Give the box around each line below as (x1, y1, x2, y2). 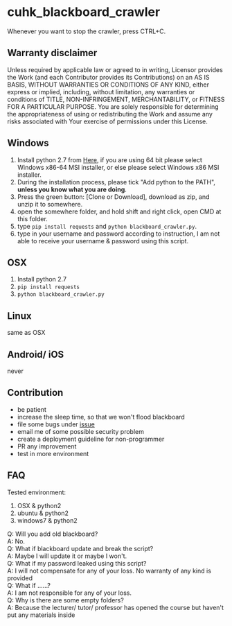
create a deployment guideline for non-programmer (17, 435, 165, 443)
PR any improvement (17, 442, 77, 451)
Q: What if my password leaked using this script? (7, 559, 147, 567)
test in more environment (17, 449, 89, 458)
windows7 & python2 (17, 516, 78, 524)
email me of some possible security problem (17, 427, 144, 435)
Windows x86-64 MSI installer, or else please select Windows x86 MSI (17, 163, 220, 171)
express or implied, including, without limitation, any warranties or (7, 87, 195, 96)
